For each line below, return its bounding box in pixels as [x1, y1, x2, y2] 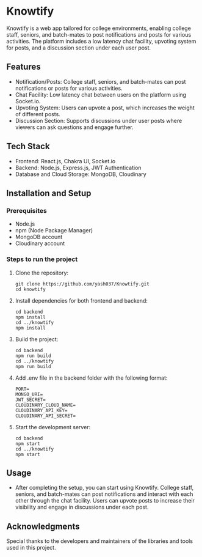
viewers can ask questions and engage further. [15, 124, 134, 131]
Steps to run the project [6, 255, 78, 264]
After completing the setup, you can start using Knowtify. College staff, [15, 484, 194, 492]
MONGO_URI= [15, 391, 43, 397]
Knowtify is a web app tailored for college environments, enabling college [6, 24, 191, 32]
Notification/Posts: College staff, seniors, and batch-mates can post [15, 78, 186, 85]
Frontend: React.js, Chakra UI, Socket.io [15, 157, 116, 164]
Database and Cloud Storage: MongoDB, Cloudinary [15, 170, 146, 178]
